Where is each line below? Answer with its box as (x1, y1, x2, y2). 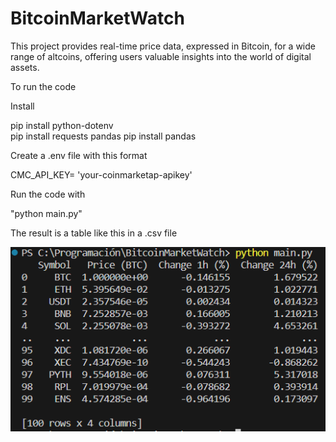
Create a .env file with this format (10, 149, 148, 161)
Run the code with (10, 188, 86, 200)
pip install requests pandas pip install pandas (10, 130, 197, 142)
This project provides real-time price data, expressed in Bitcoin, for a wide (10, 40, 316, 52)
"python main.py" (10, 207, 83, 219)
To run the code (10, 80, 77, 92)
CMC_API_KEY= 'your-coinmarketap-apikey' (10, 168, 193, 181)
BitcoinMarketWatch (10, 7, 185, 30)
